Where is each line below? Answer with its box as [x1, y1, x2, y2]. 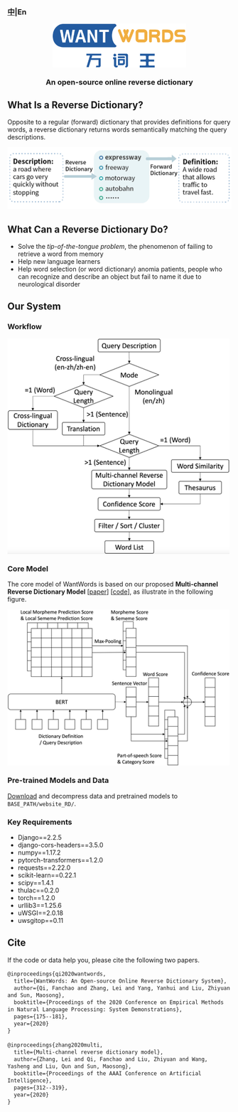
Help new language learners [17, 257, 101, 266]
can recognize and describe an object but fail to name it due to [17, 272, 202, 281]
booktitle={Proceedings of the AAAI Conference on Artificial [13, 1069, 202, 1077]
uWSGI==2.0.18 [17, 909, 64, 917]
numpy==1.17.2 [17, 848, 61, 857]
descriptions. [7, 133, 46, 141]
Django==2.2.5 [17, 833, 63, 842]
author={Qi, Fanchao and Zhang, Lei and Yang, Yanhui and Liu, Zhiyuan [13, 984, 231, 992]
